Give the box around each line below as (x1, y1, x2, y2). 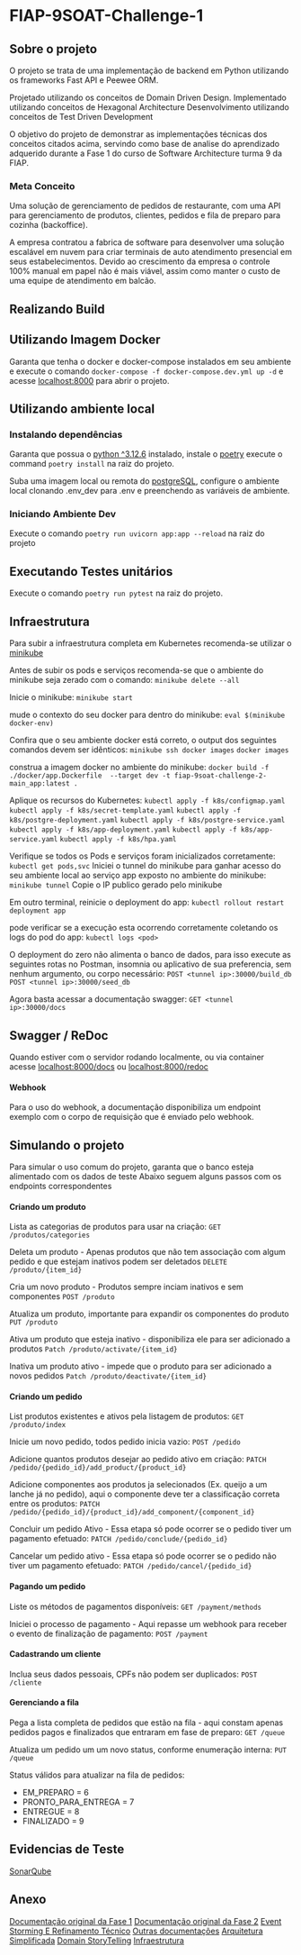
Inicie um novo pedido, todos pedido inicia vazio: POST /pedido (9, 1436, 241, 1447)
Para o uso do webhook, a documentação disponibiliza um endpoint (9, 1102, 261, 1113)
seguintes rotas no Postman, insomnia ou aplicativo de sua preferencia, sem (9, 959, 292, 969)
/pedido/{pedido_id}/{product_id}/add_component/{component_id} (9, 1508, 255, 1517)
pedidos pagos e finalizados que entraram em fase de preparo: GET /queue (9, 1726, 286, 1737)
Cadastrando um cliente (9, 1649, 102, 1659)
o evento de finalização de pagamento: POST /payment (9, 1628, 208, 1639)
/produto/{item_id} (9, 1266, 83, 1275)
